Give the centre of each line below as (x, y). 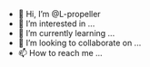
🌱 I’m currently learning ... (66, 33)
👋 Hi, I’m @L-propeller (60, 14)
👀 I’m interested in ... (56, 24)
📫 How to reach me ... (60, 53)
